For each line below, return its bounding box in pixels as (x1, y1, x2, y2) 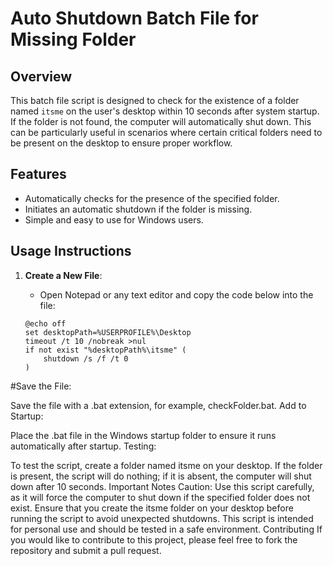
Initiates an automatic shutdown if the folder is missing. (24, 203, 253, 215)
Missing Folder (10, 28, 137, 51)
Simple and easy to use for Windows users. (24, 213, 204, 226)
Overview (10, 68, 73, 85)
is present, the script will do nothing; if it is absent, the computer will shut (10, 470, 312, 482)
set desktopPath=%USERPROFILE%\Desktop (24, 327, 192, 337)
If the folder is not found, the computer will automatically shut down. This (10, 116, 312, 127)
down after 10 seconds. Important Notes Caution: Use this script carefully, (10, 480, 315, 492)
